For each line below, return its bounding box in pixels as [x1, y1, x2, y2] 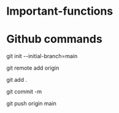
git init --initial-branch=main [6, 53, 78, 60]
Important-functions [6, 4, 113, 18]
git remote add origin [6, 64, 60, 71]
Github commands [6, 32, 102, 46]
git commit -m [6, 88, 42, 95]
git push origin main [6, 100, 57, 108]
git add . [6, 76, 28, 84]
